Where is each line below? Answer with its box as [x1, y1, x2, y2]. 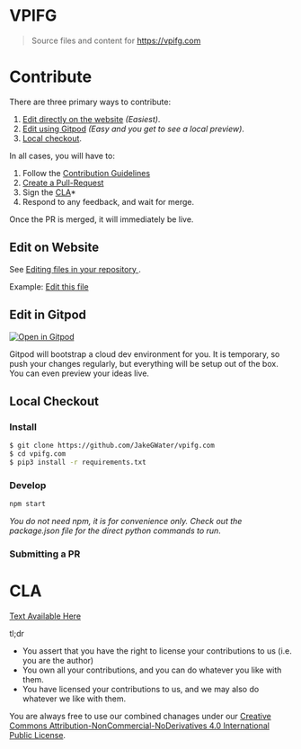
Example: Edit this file [9, 281, 89, 292]
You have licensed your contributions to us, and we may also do [22, 683, 260, 694]
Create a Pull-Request [22, 177, 104, 188]
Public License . [9, 729, 66, 740]
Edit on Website [9, 240, 100, 255]
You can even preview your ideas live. [9, 368, 150, 379]
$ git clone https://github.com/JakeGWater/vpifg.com [9, 441, 216, 450]
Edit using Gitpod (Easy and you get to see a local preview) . [22, 123, 245, 134]
